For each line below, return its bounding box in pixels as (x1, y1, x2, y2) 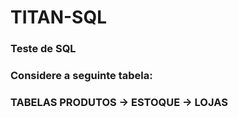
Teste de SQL (10, 42, 77, 56)
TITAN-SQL (10, 6, 108, 29)
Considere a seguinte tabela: (10, 69, 153, 83)
